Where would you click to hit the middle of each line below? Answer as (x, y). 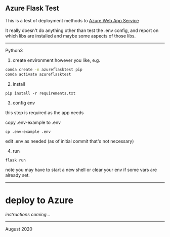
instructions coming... (28, 214)
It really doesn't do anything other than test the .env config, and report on (82, 30)
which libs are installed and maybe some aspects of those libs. (71, 36)
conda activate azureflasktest (38, 74)
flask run (16, 160)
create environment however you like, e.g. (56, 60)
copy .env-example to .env (33, 122)
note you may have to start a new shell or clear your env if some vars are (81, 170)
